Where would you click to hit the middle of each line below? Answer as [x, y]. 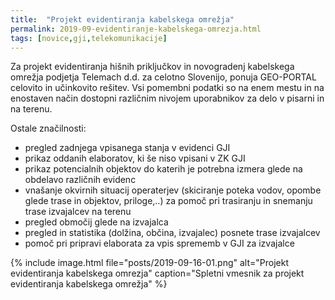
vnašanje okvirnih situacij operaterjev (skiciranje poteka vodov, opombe [173, 190]
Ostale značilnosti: [48, 128]
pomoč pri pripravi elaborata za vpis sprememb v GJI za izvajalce [159, 243]
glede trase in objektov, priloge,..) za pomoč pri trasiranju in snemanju [168, 201]
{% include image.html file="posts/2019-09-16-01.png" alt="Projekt [149, 263]
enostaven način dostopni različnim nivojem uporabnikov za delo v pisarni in [167, 98]
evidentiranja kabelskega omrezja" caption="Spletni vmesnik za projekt [157, 273]
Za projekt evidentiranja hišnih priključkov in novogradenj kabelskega [152, 67]
